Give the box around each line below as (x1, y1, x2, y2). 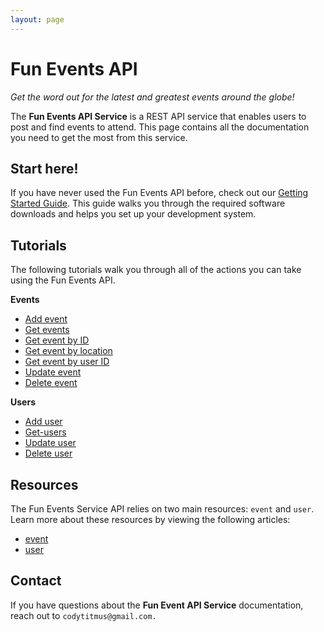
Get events (24, 324, 70, 336)
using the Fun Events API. (10, 274, 116, 286)
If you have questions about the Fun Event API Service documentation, (10, 599, 304, 611)
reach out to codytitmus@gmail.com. (10, 609, 157, 621)
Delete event (24, 377, 78, 389)
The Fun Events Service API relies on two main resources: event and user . (10, 503, 315, 515)
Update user (24, 437, 77, 449)
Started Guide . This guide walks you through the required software (10, 197, 286, 210)
